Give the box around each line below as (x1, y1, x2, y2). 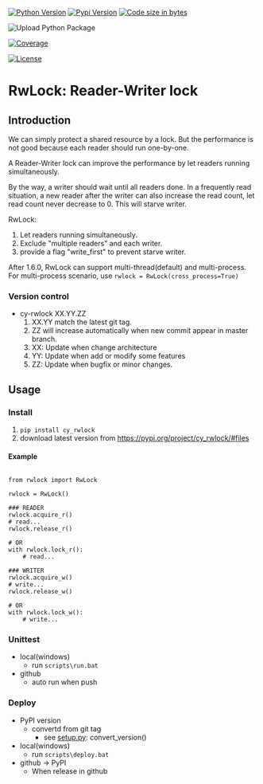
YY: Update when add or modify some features (31, 351, 186, 361)
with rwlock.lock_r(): (8, 546, 83, 554)
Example (8, 451, 38, 461)
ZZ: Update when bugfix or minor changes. (31, 359, 173, 370)
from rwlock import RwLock (8, 476, 98, 484)
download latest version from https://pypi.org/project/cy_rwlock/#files (19, 433, 249, 442)
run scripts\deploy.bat (31, 749, 110, 759)
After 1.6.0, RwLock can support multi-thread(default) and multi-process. (8, 263, 247, 272)
